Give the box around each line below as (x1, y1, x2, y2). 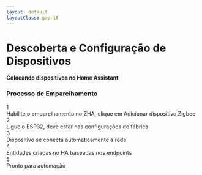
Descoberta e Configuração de (6, 41, 166, 55)
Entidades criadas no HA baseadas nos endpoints (6, 149, 132, 156)
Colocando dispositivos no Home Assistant (6, 74, 119, 81)
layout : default (6, 9, 48, 15)
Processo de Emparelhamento (6, 89, 98, 98)
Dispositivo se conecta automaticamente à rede (6, 136, 127, 143)
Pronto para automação (6, 162, 66, 169)
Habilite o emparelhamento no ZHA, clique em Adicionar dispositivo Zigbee (6, 110, 196, 117)
